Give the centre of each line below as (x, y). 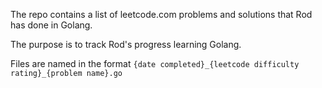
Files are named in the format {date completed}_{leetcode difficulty (155, 63)
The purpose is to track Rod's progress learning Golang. (126, 44)
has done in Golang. (51, 25)
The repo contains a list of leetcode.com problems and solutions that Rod (161, 14)
